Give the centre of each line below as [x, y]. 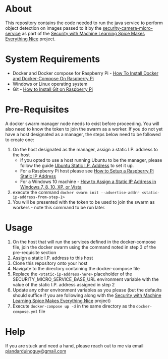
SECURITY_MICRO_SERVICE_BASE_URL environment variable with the [86, 279]
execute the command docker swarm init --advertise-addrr [76, 192]
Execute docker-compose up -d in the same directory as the [74, 306]
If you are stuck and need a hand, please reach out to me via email [74, 345]
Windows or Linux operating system [50, 84]
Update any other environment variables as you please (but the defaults [87, 290]
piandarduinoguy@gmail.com [36, 351]
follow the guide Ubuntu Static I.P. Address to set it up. [77, 165]
